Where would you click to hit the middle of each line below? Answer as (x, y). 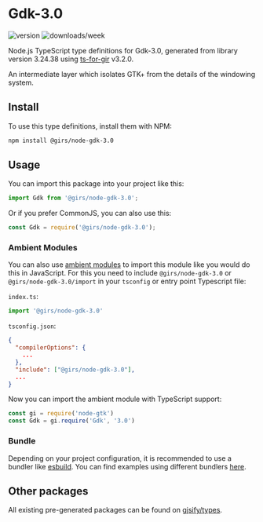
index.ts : (24, 297)
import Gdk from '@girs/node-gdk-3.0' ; (73, 198)
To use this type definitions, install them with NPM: (90, 126)
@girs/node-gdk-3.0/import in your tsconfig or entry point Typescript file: (127, 281)
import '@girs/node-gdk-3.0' (56, 311)
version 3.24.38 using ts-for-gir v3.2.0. (71, 59)
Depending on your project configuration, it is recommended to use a (120, 458)
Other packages (48, 491)
